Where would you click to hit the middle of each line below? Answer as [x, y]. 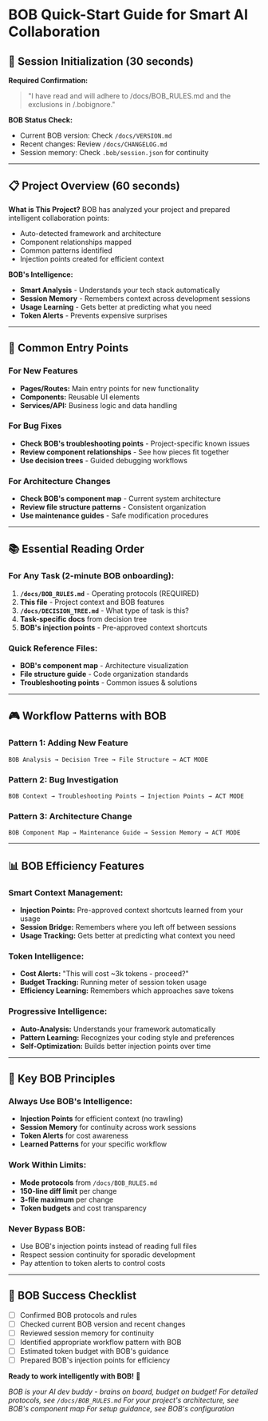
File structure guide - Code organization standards [104, 674]
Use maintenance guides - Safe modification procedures [114, 516]
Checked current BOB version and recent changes [102, 1324]
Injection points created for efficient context [92, 258]
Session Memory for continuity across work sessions [108, 1127]
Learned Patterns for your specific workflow [93, 1144]
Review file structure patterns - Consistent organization [113, 507]
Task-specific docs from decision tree [83, 618]
